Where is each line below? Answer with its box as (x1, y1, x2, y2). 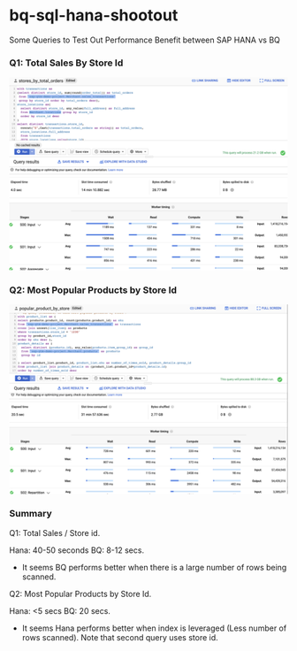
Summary (9, 508, 53, 520)
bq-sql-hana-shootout (9, 5, 179, 26)
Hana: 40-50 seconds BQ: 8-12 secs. (9, 545, 144, 555)
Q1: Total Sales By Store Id (9, 57, 124, 69)
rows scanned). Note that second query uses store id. (21, 632, 218, 642)
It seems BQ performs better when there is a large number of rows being (21, 562, 287, 572)
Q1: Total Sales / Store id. (9, 527, 101, 538)
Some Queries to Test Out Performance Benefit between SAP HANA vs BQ (9, 34, 281, 45)
